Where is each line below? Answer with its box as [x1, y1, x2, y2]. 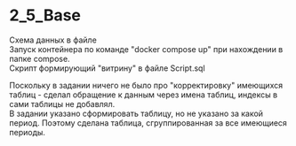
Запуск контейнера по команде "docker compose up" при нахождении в [9, 43, 284, 54]
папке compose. [9, 53, 70, 64]
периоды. [9, 127, 46, 137]
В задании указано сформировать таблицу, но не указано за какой [9, 108, 264, 119]
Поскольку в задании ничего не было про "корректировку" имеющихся [9, 80, 283, 90]
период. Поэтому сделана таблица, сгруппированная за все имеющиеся [9, 117, 287, 128]
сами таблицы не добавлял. [9, 98, 116, 109]
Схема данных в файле [9, 35, 98, 45]
